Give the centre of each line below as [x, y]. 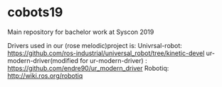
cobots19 [35, 12]
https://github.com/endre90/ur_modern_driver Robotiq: [88, 68]
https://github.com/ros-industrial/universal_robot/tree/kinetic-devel [106, 53]
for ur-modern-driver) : [113, 60]
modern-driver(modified [43, 60]
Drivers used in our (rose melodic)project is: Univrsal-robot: [95, 45]
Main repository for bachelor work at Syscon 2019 [81, 32]
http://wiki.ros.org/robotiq [45, 76]
